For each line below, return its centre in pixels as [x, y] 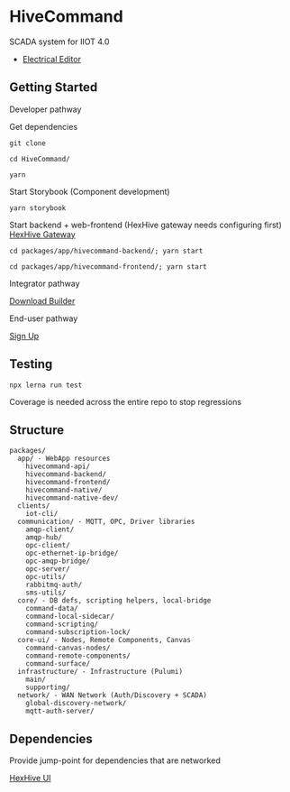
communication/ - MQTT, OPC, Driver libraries [106, 522]
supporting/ [48, 687]
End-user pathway [44, 318]
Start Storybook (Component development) [90, 191]
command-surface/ [58, 664]
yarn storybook [38, 208]
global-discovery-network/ [76, 704]
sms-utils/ [46, 593]
